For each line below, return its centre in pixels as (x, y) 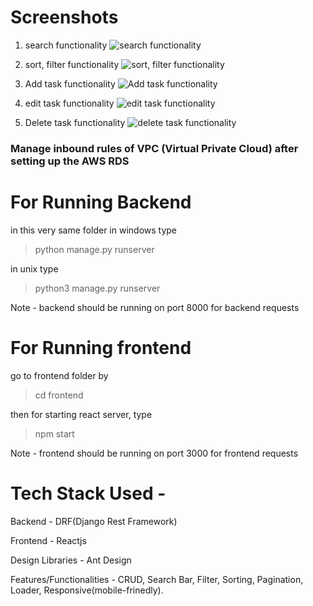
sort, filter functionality (72, 64)
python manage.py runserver (94, 249)
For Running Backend (101, 202)
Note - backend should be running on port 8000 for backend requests (155, 307)
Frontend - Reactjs (48, 540)
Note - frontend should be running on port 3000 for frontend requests (154, 453)
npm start (54, 433)
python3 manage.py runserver (97, 288)
